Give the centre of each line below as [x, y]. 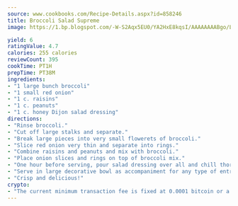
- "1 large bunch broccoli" [49, 86]
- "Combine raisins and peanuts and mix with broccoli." [93, 152]
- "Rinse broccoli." [38, 125]
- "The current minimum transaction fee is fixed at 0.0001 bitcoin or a [119, 191]
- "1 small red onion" [41, 93]
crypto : [19, 185]
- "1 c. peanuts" [33, 106]
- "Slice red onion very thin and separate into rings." [93, 145]
